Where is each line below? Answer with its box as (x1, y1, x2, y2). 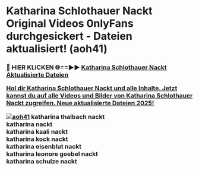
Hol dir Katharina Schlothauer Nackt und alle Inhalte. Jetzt (6, 84, 178, 93)
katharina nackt (6, 120, 53, 128)
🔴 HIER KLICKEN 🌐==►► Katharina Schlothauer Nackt (6, 64, 168, 72)
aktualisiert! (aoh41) (6, 42, 108, 56)
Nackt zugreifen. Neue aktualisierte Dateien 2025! (6, 99, 154, 108)
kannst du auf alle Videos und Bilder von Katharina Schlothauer (6, 92, 193, 100)
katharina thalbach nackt (31, 112, 105, 121)
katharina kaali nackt (6, 127, 68, 136)
